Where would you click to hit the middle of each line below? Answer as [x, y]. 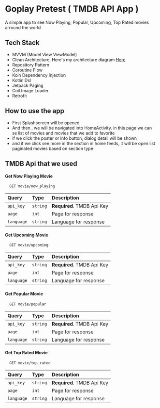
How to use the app [35, 111]
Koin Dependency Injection [39, 75]
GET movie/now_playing [32, 186]
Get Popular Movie [24, 294]
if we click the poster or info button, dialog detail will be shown [74, 138]
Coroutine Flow [27, 70]
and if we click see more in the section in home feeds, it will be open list [84, 143]
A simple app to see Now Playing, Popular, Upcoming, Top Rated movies [77, 22]
